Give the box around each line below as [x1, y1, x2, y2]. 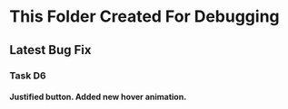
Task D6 [9, 69, 47, 82]
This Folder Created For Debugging [9, 6, 280, 27]
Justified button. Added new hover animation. [9, 92, 187, 103]
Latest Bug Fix [9, 42, 92, 58]
